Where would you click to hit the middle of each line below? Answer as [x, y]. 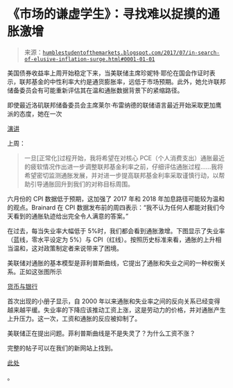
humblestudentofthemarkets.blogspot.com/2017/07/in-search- [131, 53]
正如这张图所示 [41, 271]
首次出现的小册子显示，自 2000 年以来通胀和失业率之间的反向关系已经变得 [114, 301]
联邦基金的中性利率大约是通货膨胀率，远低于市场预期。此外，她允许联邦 [122, 81]
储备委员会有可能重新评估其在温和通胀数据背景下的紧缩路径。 [95, 90]
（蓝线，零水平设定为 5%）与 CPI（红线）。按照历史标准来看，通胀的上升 [111, 239]
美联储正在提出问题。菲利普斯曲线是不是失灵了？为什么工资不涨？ [101, 333]
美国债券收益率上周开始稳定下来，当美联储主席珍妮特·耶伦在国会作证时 [109, 73]
